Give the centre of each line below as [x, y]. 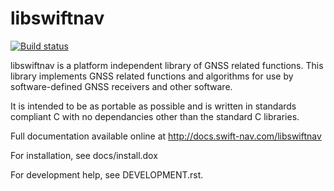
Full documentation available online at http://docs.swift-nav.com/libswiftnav [166, 136]
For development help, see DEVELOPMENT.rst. [107, 174]
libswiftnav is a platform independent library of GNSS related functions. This [167, 65]
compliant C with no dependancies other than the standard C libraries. [155, 116]
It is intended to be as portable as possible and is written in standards [153, 106]
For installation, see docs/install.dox [84, 155]
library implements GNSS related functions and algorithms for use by [152, 76]
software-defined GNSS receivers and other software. [121, 86]
